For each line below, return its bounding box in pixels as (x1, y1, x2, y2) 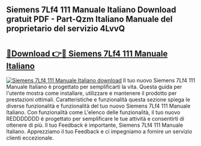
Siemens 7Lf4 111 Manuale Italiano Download (6, 5, 176, 15)
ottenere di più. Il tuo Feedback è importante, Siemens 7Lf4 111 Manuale (6, 121, 184, 129)
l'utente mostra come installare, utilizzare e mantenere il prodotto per (6, 90, 177, 97)
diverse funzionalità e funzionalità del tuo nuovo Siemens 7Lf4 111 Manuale (6, 102, 191, 109)
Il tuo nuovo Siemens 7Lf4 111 (122, 77, 196, 84)
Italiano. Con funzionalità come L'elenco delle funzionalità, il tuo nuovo (6, 109, 181, 116)
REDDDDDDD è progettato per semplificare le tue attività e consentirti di (6, 115, 185, 122)
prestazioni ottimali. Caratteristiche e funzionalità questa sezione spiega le (6, 96, 190, 103)
